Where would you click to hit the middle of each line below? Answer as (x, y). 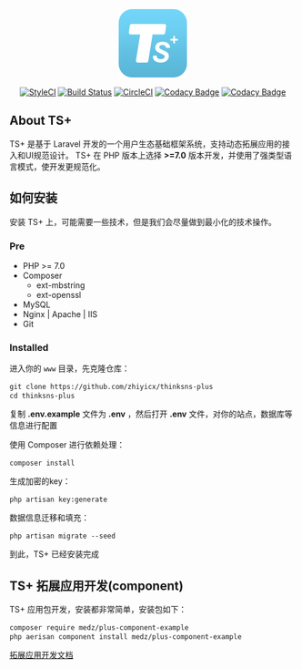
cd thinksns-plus (42, 396)
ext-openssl (59, 294)
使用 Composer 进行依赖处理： (67, 445)
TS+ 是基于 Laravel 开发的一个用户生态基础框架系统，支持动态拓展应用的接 (150, 144)
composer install (42, 463)
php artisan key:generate (58, 500)
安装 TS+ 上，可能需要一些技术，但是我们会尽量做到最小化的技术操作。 (143, 221)
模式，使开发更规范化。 (61, 166)
